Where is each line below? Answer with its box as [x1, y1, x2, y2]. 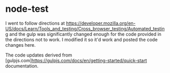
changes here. [5, 42, 36, 48]
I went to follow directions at [5, 20, 65, 26]
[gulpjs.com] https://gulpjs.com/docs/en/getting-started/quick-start [5, 57, 147, 63]
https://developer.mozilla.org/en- [66, 20, 136, 26]
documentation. [5, 63, 39, 69]
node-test [5, 3, 49, 15]
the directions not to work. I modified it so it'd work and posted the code [5, 36, 158, 43]
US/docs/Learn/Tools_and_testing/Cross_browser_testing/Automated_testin [5, 25, 165, 31]
